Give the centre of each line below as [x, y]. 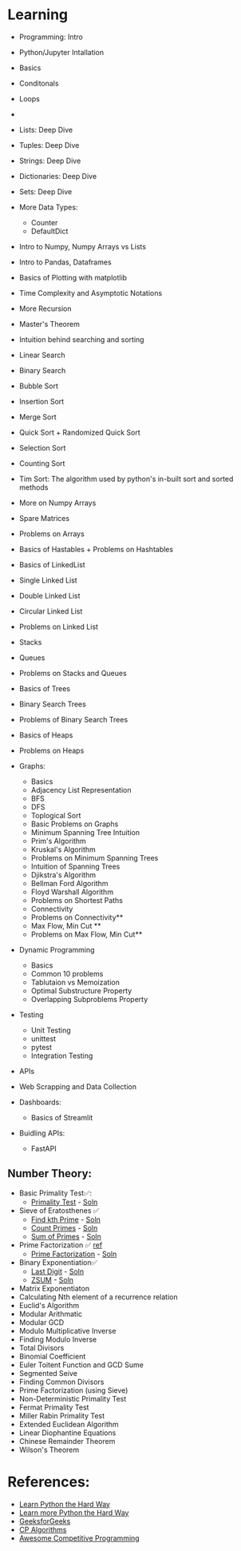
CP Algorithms [43, 1529]
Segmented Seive [48, 1373]
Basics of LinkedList [52, 564]
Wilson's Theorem [49, 1450]
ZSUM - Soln [52, 1279]
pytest [41, 1047]
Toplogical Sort [56, 815]
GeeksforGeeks [45, 1521]
